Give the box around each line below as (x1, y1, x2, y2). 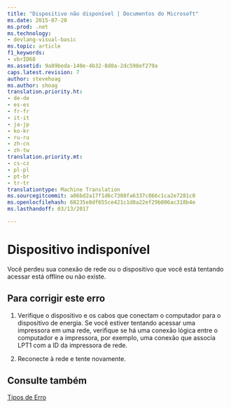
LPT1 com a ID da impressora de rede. (17, 341, 128, 349)
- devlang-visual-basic (7, 36, 77, 43)
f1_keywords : (7, 50, 45, 57)
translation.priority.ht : (7, 88, 83, 95)
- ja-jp (7, 120, 30, 128)
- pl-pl (7, 166, 30, 174)
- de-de (7, 95, 30, 102)
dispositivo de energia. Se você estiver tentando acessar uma (17, 318, 196, 327)
